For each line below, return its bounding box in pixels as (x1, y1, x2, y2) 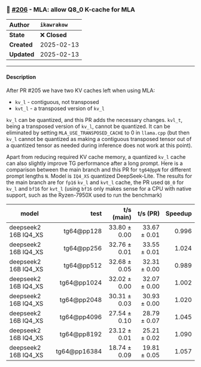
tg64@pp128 (63, 227, 102, 235)
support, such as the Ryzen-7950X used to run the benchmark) (6, 191, 163, 198)
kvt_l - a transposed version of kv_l (14, 105, 105, 112)
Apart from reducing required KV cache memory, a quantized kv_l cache (6, 153, 186, 160)
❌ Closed (39, 31, 67, 39)
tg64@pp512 (63, 261, 102, 270)
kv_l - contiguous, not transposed (14, 98, 99, 105)
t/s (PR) (137, 209, 160, 218)
